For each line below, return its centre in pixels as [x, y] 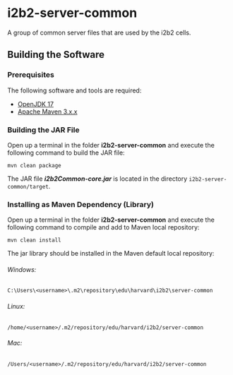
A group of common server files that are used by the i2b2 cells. [99, 32]
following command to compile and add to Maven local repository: [103, 227]
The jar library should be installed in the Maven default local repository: [111, 254]
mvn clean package [34, 165]
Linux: [16, 306]
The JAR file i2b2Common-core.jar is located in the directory [97, 179]
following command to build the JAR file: [66, 153]
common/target [28, 186]
